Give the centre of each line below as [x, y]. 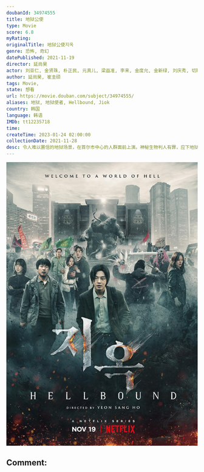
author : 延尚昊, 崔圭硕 [33, 77]
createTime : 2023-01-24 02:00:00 [49, 135]
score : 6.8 [20, 32]
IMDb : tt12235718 [28, 121]
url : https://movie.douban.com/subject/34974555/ [70, 96]
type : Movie [21, 26]
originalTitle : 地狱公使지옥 [40, 45]
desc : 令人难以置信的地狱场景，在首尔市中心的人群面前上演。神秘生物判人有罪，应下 [98, 148]
